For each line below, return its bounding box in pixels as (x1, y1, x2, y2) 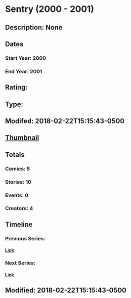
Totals (5, 150, 25, 159)
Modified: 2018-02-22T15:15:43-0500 (5, 286, 127, 295)
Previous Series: (5, 235, 45, 242)
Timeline (5, 220, 33, 228)
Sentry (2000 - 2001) (5, 3, 94, 15)
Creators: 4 (5, 205, 33, 212)
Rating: (5, 83, 28, 92)
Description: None (5, 23, 63, 32)
